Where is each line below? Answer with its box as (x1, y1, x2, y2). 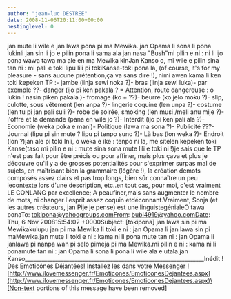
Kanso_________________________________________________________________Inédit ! (7, 255, 224, 263)
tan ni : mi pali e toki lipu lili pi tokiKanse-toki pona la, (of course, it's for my (7, 64, 221, 73)
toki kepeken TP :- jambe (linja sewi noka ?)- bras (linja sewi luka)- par (7, 79, 208, 87)
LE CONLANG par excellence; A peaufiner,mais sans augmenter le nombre (7, 189, 219, 197)
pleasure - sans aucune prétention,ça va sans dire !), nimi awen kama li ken (7, 71, 221, 79)
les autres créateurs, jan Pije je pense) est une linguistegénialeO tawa (7, 203, 205, 211)
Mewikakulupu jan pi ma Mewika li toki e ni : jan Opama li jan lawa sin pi (7, 225, 210, 233)
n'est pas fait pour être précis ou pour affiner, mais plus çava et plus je (7, 152, 208, 160)
